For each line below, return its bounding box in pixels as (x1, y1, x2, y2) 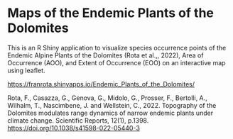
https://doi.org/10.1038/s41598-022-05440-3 (7, 123, 141, 132)
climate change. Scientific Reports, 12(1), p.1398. (7, 116, 149, 125)
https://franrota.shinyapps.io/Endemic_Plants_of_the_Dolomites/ (7, 79, 195, 88)
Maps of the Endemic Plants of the (7, 5, 215, 21)
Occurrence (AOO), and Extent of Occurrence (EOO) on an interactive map (7, 58, 226, 67)
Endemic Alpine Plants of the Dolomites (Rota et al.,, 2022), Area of (7, 51, 204, 60)
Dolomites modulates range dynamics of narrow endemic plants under (7, 109, 214, 117)
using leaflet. (7, 66, 45, 74)
